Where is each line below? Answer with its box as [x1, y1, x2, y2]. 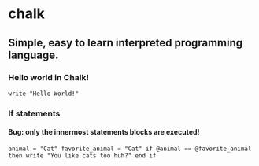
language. [8, 48, 59, 61]
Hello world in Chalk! [8, 72, 89, 83]
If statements [8, 108, 61, 119]
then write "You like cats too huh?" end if [8, 152, 157, 160]
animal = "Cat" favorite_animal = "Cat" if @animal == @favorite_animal [8, 145, 252, 153]
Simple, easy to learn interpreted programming [8, 36, 243, 50]
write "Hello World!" [8, 90, 80, 98]
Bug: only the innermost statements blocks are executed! [8, 127, 200, 137]
